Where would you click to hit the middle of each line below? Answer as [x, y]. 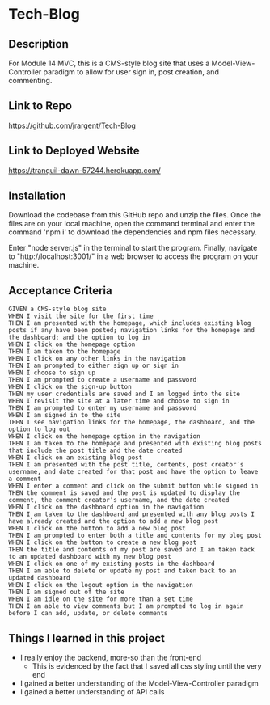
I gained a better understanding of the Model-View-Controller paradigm [139, 683]
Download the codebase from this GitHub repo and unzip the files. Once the [135, 215]
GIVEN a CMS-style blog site [57, 309]
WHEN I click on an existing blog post [76, 458]
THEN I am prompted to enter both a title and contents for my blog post [135, 536]
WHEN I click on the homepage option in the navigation [104, 437]
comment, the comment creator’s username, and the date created [119, 500]
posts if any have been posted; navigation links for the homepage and [131, 331]
